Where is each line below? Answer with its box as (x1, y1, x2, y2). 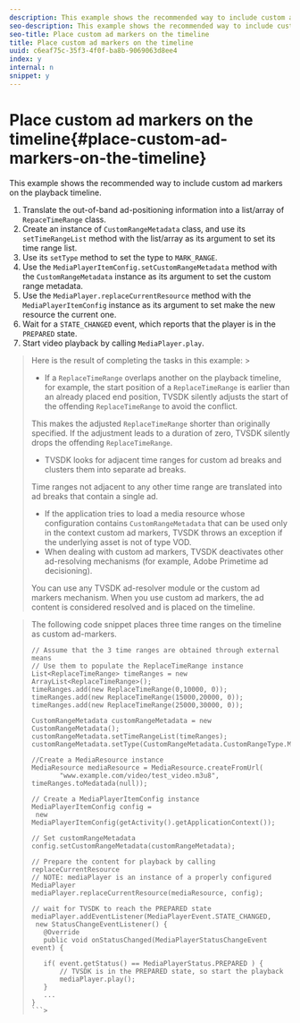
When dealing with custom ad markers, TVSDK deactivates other (44, 546, 284, 557)
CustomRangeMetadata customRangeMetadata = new (30, 716, 212, 725)
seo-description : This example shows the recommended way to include (9, 21, 274, 30)
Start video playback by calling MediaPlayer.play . (21, 337, 205, 348)
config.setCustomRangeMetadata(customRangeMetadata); (30, 841, 236, 850)
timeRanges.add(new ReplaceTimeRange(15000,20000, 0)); (30, 693, 244, 702)
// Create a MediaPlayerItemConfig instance (30, 794, 200, 804)
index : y (9, 55, 42, 64)
